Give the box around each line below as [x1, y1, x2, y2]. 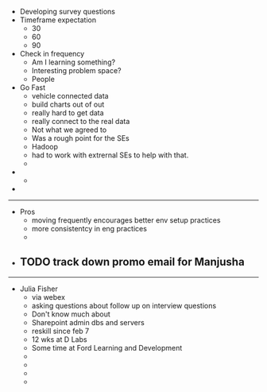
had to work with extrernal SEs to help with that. [31, 150, 189, 160]
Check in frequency [19, 49, 85, 58]
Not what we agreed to [31, 125, 107, 134]
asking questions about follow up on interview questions [31, 301, 217, 310]
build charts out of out [31, 99, 105, 109]
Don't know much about [31, 309, 111, 319]
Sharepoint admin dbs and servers [31, 317, 145, 327]
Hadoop [31, 142, 58, 151]
